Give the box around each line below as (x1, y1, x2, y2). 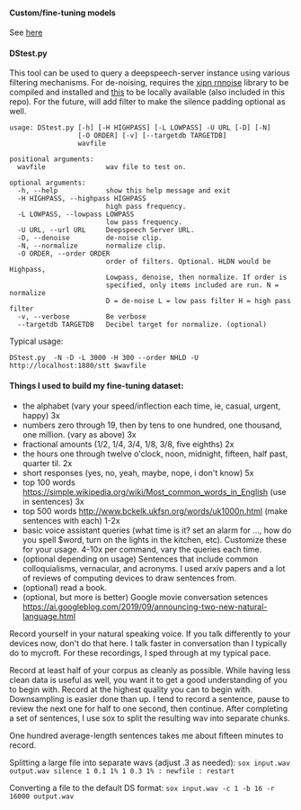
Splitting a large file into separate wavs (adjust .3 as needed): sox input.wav (9, 757, 290, 768)
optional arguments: (9, 178, 87, 188)
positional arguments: (9, 155, 94, 164)
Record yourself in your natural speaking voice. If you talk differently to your (9, 628, 291, 639)
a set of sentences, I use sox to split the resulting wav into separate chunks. (9, 712, 290, 724)
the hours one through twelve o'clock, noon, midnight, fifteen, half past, (22, 448, 288, 459)
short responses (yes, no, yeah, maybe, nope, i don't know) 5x (22, 467, 254, 478)
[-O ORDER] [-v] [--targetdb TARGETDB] (77, 131, 227, 140)
